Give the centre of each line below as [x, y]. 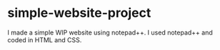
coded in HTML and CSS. [45, 39]
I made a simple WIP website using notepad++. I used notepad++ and [110, 32]
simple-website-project [79, 13]
